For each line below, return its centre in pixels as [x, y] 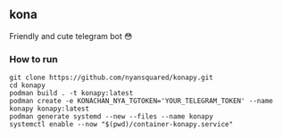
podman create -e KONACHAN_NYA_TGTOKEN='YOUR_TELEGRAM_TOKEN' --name [141, 101]
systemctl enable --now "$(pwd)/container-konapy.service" [121, 125]
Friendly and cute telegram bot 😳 [71, 36]
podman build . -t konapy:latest [71, 93]
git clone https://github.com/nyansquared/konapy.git [112, 78]
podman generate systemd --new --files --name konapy [112, 117]
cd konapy [28, 85]
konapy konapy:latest [50, 109]
